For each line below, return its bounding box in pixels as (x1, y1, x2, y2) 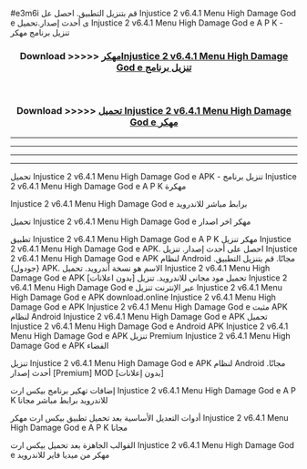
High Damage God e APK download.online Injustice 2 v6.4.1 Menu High (10, 291, 277, 302)
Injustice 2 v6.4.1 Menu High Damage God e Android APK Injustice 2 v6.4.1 (10, 321, 289, 331)
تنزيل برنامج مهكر (10, 27, 70, 37)
